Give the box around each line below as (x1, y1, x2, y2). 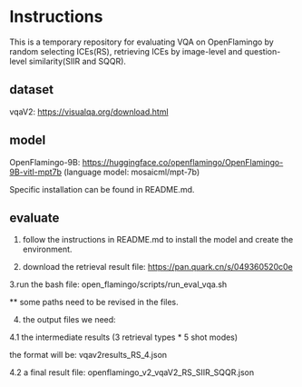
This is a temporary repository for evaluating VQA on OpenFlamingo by (9, 36, 274, 47)
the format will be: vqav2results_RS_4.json (9, 350, 168, 361)
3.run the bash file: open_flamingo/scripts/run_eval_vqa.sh (9, 279, 228, 290)
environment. (22, 243, 73, 255)
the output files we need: (22, 314, 116, 325)
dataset (9, 82, 54, 97)
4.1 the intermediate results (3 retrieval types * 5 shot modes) (9, 332, 239, 342)
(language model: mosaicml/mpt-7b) (63, 166, 200, 177)
